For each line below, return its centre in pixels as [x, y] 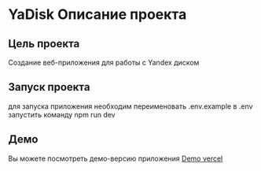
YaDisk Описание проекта [97, 15]
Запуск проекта [49, 87]
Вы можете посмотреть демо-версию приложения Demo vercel [116, 158]
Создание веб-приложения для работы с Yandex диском [104, 62]
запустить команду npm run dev [62, 114]
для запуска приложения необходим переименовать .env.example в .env [130, 106]
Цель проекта [44, 44]
